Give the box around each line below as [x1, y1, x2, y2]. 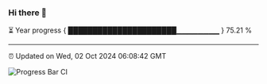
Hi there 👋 [8, 7, 48, 18]
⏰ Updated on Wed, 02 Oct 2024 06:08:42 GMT [8, 52, 167, 61]
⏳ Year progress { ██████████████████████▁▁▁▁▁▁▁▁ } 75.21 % [8, 25, 253, 35]
